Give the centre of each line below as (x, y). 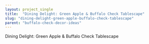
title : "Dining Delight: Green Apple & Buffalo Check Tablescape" (75, 14)
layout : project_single (29, 9)
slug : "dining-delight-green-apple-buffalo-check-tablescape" (69, 18)
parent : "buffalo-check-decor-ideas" (43, 23)
